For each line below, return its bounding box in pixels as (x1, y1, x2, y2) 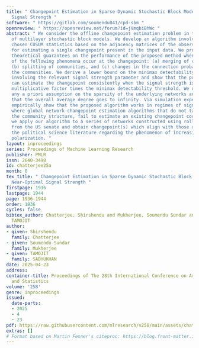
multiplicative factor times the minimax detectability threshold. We (11, 86, 190, 92)
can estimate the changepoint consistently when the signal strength (11, 80, 187, 86)
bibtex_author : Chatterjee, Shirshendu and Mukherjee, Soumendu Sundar (6, 212, 187, 218)
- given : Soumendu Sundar (6, 240, 70, 246)
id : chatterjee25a (6, 163, 52, 169)
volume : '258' (6, 283, 41, 290)
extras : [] (6, 328, 33, 334)
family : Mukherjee (11, 245, 57, 252)
